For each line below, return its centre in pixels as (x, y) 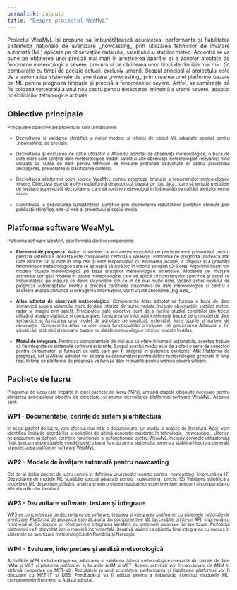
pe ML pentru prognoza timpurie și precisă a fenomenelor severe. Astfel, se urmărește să (119, 83)
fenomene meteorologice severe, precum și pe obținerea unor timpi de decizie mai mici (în (119, 64)
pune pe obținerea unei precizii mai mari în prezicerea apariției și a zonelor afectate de (119, 58)
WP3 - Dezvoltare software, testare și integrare (76, 503)
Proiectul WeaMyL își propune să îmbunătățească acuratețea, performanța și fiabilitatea (119, 40)
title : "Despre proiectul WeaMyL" (58, 20)
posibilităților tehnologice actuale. (48, 95)
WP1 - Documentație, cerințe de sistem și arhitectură (84, 416)
